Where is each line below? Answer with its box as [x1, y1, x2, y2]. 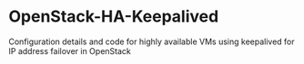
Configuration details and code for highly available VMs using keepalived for [8, 36, 295, 47]
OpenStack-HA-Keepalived [8, 6, 219, 27]
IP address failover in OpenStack [8, 45, 131, 56]
